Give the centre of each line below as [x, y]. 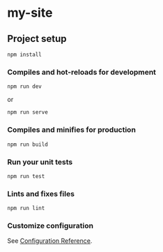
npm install [24, 54]
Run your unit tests [40, 162]
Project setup [37, 39]
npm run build [28, 144]
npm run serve [28, 112]
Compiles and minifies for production [71, 130]
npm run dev [24, 87]
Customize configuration [51, 226]
